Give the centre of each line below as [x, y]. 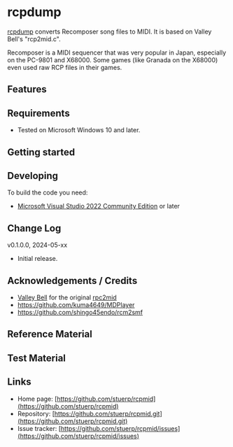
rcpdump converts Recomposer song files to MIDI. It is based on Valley [110, 31]
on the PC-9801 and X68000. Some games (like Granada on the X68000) [113, 59]
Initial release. [37, 259]
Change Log [34, 228]
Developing [33, 176]
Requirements [38, 113]
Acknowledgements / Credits [72, 281]
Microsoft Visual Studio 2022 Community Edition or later [99, 206]
